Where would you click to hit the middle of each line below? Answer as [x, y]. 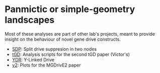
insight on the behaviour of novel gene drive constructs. [63, 39]
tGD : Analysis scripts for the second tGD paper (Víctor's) [71, 54]
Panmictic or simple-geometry [70, 9]
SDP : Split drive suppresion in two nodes [54, 49]
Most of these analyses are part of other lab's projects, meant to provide [80, 34]
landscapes [30, 20]
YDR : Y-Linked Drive [33, 59]
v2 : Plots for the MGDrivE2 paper [46, 65]
